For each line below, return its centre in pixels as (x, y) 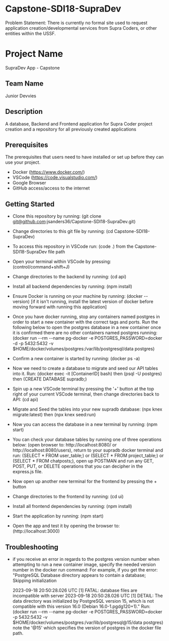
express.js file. (27, 472)
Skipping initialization (34, 581)
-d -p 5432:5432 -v (33, 344)
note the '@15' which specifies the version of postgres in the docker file (87, 627)
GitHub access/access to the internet (51, 188)
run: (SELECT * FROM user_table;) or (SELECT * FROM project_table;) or (88, 456)
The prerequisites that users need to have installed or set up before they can (84, 157)
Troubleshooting (32, 547)
